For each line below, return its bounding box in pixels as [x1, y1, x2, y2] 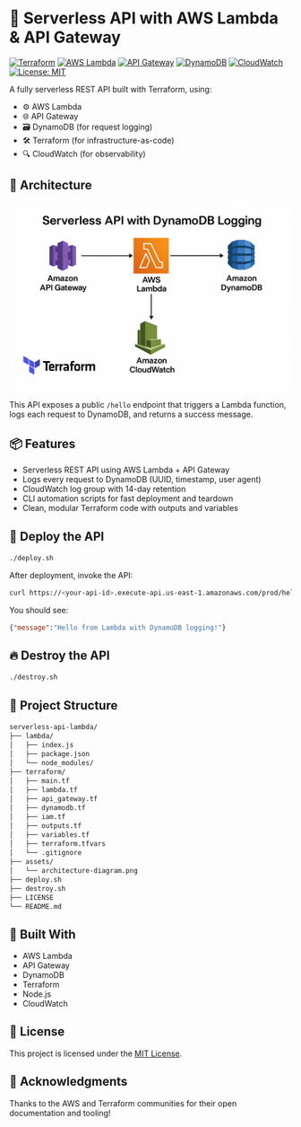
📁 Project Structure [9, 698, 118, 713]
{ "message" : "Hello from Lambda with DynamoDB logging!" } [9, 623, 227, 632]
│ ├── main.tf [9, 777, 70, 786]
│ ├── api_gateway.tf [9, 795, 99, 804]
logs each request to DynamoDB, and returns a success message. [9, 409, 254, 420]
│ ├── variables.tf [9, 831, 90, 840]
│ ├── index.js [9, 741, 74, 750]
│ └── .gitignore [9, 849, 82, 858]
